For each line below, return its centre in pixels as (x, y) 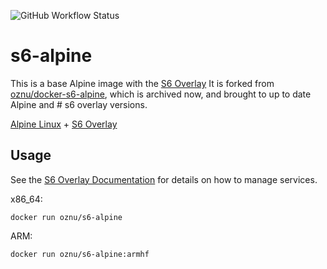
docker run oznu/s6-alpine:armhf (80, 254)
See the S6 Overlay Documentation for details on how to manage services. (164, 179)
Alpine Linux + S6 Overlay (64, 124)
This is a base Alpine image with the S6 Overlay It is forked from (142, 83)
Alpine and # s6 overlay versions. (79, 104)
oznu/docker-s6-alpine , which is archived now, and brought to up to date (161, 94)
